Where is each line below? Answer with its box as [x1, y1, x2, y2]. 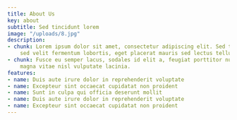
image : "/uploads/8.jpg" [7, 30, 80, 37]
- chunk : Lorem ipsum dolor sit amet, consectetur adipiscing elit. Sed [7, 43, 226, 50]
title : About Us [7, 10, 55, 18]
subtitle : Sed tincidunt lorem [7, 23, 99, 30]
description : [7, 37, 46, 44]
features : [7, 69, 37, 76]
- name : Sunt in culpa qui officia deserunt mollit [7, 89, 162, 96]
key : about [7, 17, 39, 24]
